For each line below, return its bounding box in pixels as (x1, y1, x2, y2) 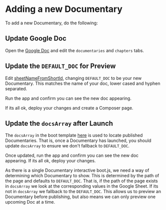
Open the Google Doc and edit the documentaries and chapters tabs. (5, 47, 145, 53)
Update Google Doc (5, 34, 67, 43)
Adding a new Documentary (5, 3, 123, 15)
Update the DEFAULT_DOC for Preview (5, 62, 116, 70)
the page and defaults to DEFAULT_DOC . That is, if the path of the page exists (5, 178, 158, 184)
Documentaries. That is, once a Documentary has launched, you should (5, 138, 152, 143)
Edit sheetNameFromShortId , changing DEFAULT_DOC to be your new (5, 75, 142, 81)
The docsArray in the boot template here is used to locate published (5, 133, 143, 139)
